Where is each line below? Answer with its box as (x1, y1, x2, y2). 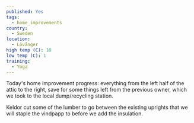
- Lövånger (11, 42, 39, 48)
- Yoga (11, 63, 28, 70)
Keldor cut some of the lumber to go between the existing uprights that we (6, 104, 188, 111)
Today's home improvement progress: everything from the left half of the (6, 80, 185, 87)
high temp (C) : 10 (6, 47, 52, 53)
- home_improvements (11, 20, 62, 25)
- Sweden (11, 31, 33, 37)
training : (6, 58, 31, 64)
